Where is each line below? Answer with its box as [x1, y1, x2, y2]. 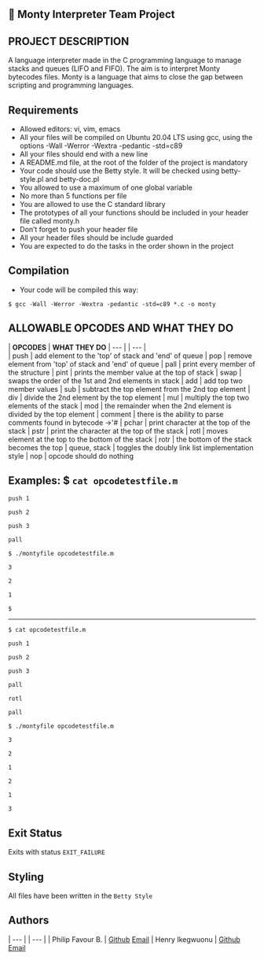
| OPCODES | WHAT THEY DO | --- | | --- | [8, 342, 147, 352]
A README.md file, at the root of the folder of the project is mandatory [19, 158, 248, 168]
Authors [8, 914, 49, 927]
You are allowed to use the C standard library [19, 200, 167, 209]
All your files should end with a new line [19, 150, 148, 159]
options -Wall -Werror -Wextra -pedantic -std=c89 [19, 141, 183, 150]
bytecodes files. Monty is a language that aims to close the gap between [8, 72, 244, 82]
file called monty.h [19, 216, 80, 226]
